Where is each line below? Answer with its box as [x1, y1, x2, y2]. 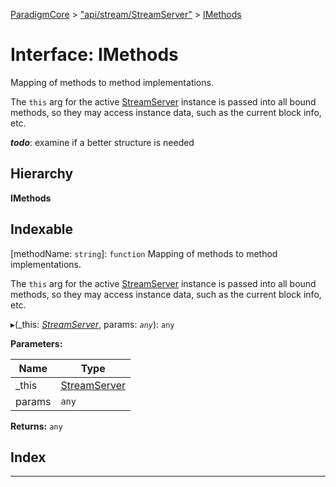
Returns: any [10, 420, 63, 432]
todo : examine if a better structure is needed [10, 136, 195, 148]
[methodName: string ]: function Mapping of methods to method [10, 247, 278, 259]
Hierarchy [10, 165, 74, 183]
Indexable [10, 221, 74, 238]
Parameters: [10, 337, 63, 349]
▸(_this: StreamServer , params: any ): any [10, 318, 175, 330]
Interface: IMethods [10, 44, 179, 66]
